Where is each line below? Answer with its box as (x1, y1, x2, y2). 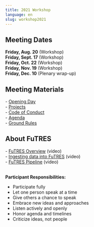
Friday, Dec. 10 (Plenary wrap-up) (5, 70, 76, 76)
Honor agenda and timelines (12, 210, 72, 216)
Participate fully (12, 184, 45, 190)
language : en (5, 12, 33, 17)
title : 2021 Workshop (5, 7, 51, 13)
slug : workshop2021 (5, 17, 46, 22)
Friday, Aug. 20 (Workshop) (5, 49, 64, 55)
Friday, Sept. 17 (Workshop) (5, 54, 64, 61)
